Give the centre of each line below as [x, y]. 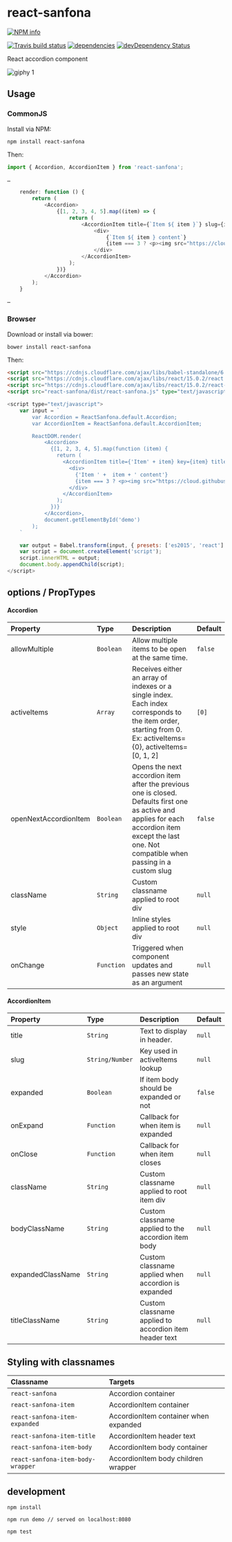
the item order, [156, 721]
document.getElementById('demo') [92, 520]
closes [151, 1162]
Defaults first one [160, 801]
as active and [154, 810]
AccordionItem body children [156, 1458]
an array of [150, 677]
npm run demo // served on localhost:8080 [69, 1520]
